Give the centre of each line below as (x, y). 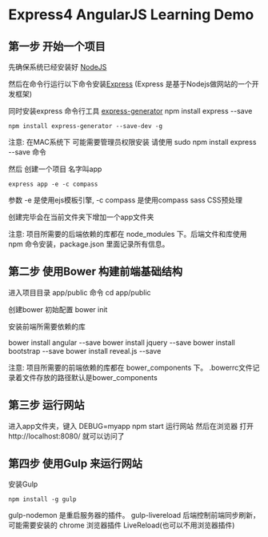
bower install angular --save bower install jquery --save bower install (122, 343)
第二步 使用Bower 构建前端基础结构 (96, 272)
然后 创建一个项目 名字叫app (55, 169)
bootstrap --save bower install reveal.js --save (85, 351)
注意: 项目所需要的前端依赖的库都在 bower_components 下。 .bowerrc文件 (131, 367)
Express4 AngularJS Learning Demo (131, 15)
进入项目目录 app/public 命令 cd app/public (80, 292)
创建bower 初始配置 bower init (58, 309)
